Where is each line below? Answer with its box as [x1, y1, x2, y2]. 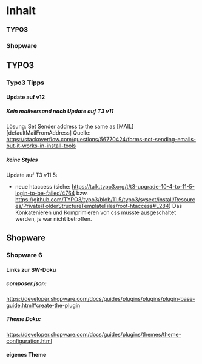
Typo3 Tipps [6, 78, 44, 87]
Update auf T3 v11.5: [6, 171, 58, 178]
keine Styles [6, 156, 38, 163]
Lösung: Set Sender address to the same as [6, 123, 116, 130]
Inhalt [6, 4, 36, 18]
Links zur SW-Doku [6, 266, 56, 273]
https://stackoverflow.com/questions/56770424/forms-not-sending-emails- [6, 135, 196, 143]
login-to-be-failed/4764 [15, 189, 75, 197]
